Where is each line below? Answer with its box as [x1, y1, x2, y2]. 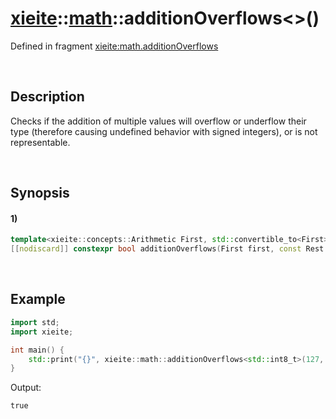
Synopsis [10, 185, 70, 202]
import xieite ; [10, 327, 74, 337]
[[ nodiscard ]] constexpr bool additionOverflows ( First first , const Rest [10, 244, 325, 254]
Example [10, 291, 66, 308]
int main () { [10, 345, 65, 355]
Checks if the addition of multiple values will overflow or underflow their [10, 115, 307, 127]
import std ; [10, 317, 60, 327]
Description [10, 88, 85, 106]
